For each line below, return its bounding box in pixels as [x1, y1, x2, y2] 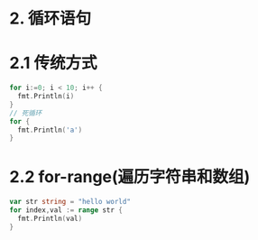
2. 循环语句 [9, 8, 92, 29]
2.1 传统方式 [9, 53, 97, 73]
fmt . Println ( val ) [17, 214, 83, 223]
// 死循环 [9, 108, 42, 117]
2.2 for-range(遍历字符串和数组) [9, 167, 251, 188]
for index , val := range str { [9, 206, 124, 215]
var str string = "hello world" [9, 198, 131, 207]
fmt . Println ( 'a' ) [17, 125, 83, 134]
